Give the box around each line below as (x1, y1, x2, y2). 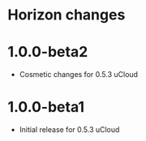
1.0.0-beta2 (7, 43, 88, 62)
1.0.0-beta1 (7, 98, 85, 117)
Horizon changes (7, 6, 126, 24)
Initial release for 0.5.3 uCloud (19, 125, 120, 135)
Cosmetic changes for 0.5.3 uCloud (19, 70, 139, 79)
